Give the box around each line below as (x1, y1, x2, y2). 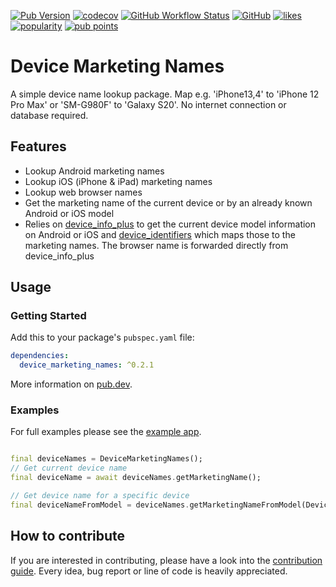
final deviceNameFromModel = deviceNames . (10, 500, 190, 510)
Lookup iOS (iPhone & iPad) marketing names (24, 175, 213, 187)
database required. (10, 109, 89, 121)
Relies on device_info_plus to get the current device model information (24, 218, 317, 230)
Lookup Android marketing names (24, 165, 165, 177)
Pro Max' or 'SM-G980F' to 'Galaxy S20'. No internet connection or (10, 98, 287, 110)
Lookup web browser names (24, 186, 143, 198)
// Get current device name (10, 463, 128, 474)
